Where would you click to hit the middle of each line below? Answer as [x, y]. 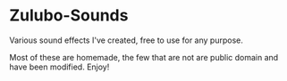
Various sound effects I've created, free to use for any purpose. [126, 40]
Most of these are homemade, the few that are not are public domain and [144, 57]
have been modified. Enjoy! [59, 67]
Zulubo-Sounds [69, 16]
